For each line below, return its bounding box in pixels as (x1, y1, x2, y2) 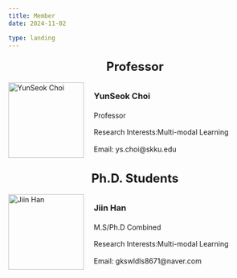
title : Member (8, 11, 56, 20)
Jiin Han (93, 202, 127, 214)
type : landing (8, 34, 56, 42)
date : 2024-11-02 (8, 19, 67, 27)
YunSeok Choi (93, 90, 151, 102)
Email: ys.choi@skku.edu (93, 144, 177, 154)
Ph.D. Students (91, 171, 179, 186)
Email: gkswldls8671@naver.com (93, 255, 202, 266)
